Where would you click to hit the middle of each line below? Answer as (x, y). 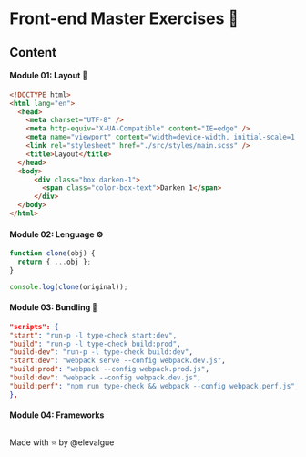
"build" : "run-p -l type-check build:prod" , (95, 344)
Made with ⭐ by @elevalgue (62, 442)
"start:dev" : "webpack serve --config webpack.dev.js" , (117, 361)
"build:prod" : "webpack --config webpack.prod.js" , (109, 369)
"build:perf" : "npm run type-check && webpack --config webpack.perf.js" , (154, 386)
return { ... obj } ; (55, 262)
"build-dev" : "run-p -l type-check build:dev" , (102, 352)
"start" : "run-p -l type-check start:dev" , (93, 335)
